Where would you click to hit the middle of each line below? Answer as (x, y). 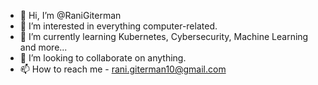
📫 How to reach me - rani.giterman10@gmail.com (123, 69)
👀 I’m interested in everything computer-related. (118, 26)
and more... (43, 47)
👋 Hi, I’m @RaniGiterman (70, 15)
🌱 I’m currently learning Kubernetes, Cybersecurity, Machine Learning (164, 36)
